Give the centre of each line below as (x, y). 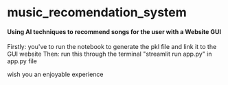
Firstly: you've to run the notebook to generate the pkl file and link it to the (112, 47)
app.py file (22, 61)
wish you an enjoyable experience (56, 74)
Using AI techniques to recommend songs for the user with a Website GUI (114, 31)
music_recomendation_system (97, 13)
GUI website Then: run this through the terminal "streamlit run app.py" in (110, 54)
